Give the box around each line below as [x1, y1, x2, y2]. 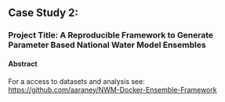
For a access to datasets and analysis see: [8, 76, 145, 86]
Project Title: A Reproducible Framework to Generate [8, 30, 214, 41]
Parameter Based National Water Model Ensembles [8, 39, 206, 50]
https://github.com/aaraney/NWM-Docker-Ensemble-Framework [8, 85, 217, 94]
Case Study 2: [8, 6, 78, 20]
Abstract [8, 59, 38, 68]
